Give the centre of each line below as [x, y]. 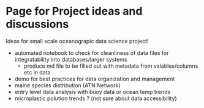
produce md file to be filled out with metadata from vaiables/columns [111, 66]
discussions [37, 24]
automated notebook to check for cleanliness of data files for [92, 52]
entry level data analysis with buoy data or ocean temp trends [93, 92]
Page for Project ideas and [74, 11]
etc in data [37, 72]
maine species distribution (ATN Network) [67, 85]
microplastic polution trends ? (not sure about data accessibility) [96, 98]
